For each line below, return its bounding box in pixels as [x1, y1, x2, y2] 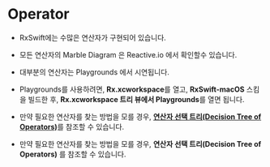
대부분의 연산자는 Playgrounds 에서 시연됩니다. [19, 66, 169, 77]
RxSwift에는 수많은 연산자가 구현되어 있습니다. [19, 32, 167, 42]
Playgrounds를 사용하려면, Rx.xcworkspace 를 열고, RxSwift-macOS [19, 84, 245, 94]
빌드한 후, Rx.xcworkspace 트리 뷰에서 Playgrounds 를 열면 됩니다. [28, 94, 245, 104]
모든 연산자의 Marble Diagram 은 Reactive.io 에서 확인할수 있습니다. [19, 49, 238, 59]
